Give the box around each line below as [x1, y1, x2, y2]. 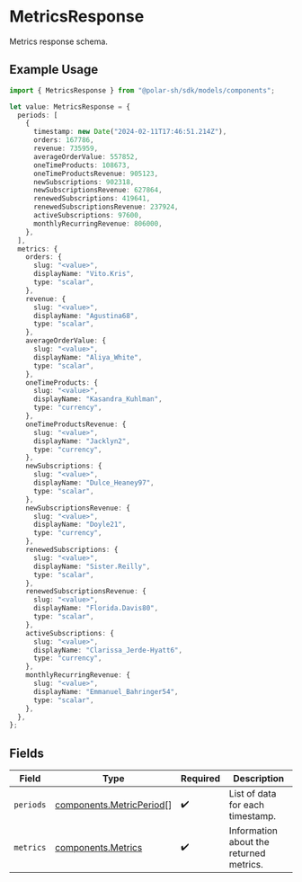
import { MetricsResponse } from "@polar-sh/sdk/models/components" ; [9, 85, 276, 95]
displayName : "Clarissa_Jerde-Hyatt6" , [32, 646, 182, 655]
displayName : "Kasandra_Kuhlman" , [32, 395, 164, 404]
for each [228, 798, 265, 811]
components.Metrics [55, 842, 143, 854]
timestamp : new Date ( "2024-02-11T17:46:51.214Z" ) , [32, 128, 227, 137]
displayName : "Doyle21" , [32, 520, 127, 530]
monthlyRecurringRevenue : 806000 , [32, 218, 164, 228]
